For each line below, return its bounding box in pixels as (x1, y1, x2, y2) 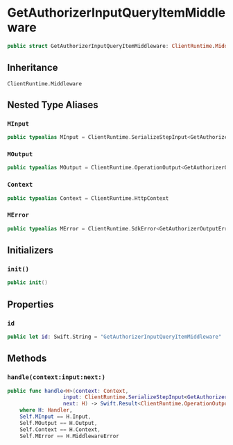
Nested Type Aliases (7, 99, 98, 111)
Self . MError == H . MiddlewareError (19, 433, 119, 439)
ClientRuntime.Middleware (7, 80, 82, 87)
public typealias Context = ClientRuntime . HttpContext (7, 194, 169, 202)
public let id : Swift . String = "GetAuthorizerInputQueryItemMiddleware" (7, 333, 222, 340)
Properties (7, 299, 54, 310)
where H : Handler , (19, 407, 73, 414)
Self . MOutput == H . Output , (19, 419, 98, 426)
